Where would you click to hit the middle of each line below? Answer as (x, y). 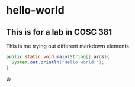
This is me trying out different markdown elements (67, 46)
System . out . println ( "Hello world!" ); (58, 62)
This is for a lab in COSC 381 (59, 32)
